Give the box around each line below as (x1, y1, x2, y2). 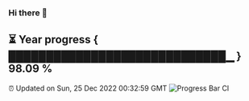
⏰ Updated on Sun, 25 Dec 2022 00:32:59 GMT (8, 83, 168, 93)
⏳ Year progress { (8, 33, 99, 46)
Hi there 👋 (8, 7, 48, 18)
